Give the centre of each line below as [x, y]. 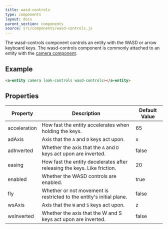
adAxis [16, 139]
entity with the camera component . [41, 53]
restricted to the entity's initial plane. [84, 196]
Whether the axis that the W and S [82, 213]
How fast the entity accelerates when [85, 124]
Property [22, 113]
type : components [23, 14]
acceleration [22, 128]
